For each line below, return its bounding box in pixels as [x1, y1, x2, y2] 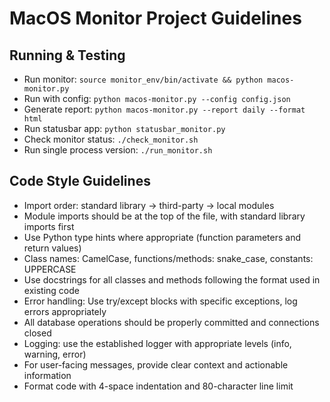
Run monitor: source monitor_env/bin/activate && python [23, 73, 264, 85]
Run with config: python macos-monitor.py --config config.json [23, 93, 291, 104]
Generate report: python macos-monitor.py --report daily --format [23, 103, 306, 115]
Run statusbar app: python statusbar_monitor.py [23, 123, 226, 134]
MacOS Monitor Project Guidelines [9, 7, 302, 30]
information [23, 369, 72, 381]
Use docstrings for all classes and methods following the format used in [23, 273, 321, 286]
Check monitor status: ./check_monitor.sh [23, 133, 199, 145]
